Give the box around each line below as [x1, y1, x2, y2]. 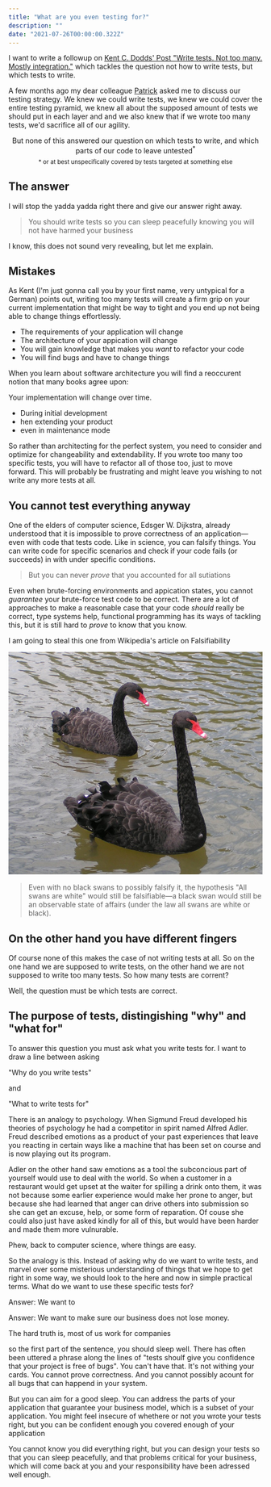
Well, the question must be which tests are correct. [8, 986, 177, 996]
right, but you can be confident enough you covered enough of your [8, 1419, 236, 1429]
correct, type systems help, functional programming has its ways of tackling [8, 612, 261, 622]
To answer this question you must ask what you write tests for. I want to [8, 1043, 247, 1053]
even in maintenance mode [19, 425, 110, 435]
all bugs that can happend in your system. [8, 1378, 148, 1388]
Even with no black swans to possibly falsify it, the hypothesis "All [27, 882, 248, 892]
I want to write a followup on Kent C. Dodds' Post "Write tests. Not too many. [8, 53, 263, 63]
